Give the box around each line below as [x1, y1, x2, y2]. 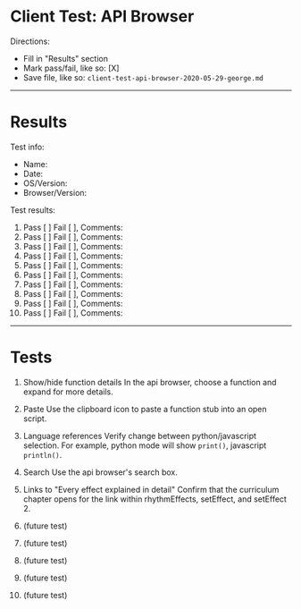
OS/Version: [22, 177, 68, 189]
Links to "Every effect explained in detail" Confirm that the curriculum [22, 484, 280, 495]
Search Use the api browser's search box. [22, 467, 178, 478]
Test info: [10, 141, 45, 152]
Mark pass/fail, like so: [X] [22, 63, 120, 73]
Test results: [10, 204, 56, 216]
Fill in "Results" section [22, 53, 109, 63]
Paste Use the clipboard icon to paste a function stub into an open [22, 403, 267, 414]
